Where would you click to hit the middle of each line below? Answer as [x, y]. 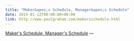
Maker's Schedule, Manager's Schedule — [50, 33]
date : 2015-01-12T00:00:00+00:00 [40, 14]
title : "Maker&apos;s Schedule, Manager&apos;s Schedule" [67, 10]
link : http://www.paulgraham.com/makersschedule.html [63, 19]
